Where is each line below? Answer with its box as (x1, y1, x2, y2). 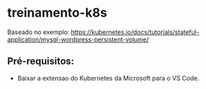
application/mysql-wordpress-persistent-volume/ (7, 35, 149, 43)
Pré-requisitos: (7, 56, 75, 67)
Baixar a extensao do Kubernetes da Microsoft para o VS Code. (17, 74, 200, 82)
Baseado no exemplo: (7, 28, 70, 36)
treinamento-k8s (7, 5, 107, 21)
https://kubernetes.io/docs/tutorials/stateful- (70, 28, 200, 36)
